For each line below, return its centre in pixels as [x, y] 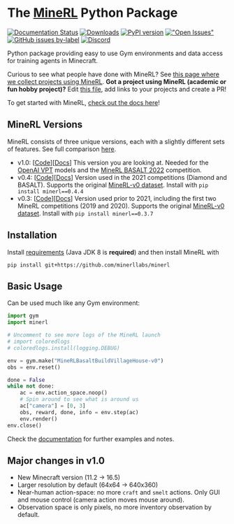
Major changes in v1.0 [56, 461]
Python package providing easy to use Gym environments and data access [115, 53]
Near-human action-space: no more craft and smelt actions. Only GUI [118, 493]
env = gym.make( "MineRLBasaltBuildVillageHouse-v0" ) [86, 361]
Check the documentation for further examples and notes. [91, 439]
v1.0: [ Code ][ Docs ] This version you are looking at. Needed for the [113, 162]
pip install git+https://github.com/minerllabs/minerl [89, 265]
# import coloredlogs [39, 341]
